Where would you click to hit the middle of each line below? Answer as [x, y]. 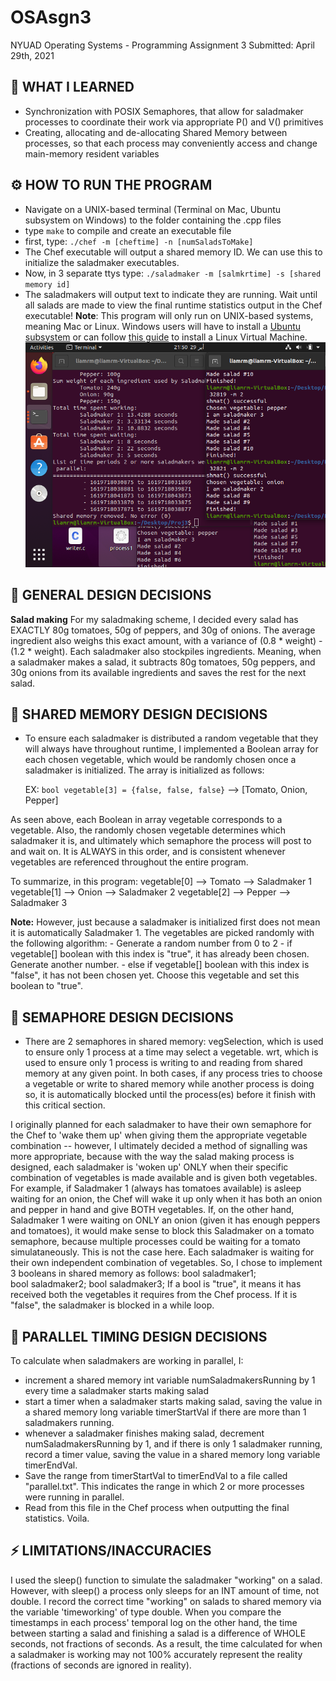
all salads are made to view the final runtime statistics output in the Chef [173, 305]
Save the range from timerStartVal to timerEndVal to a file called [156, 1475]
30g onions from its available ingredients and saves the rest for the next [158, 672]
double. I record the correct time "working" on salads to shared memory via [166, 1601]
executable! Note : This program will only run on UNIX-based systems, [169, 315]
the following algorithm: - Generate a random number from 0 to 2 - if [151, 943]
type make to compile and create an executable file [128, 230]
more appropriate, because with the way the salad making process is [152, 1157]
